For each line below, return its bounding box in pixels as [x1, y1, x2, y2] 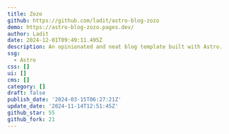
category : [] [7, 83, 46, 90]
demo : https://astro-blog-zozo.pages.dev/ [7, 23, 134, 30]
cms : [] [7, 76, 30, 84]
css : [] [7, 63, 30, 70]
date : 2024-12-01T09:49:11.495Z [7, 37, 102, 44]
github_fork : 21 [7, 116, 55, 123]
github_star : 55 [7, 109, 55, 116]
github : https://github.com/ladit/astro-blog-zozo [7, 17, 160, 24]
